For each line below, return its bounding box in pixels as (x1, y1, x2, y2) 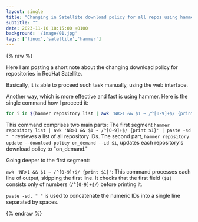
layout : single (6, 8, 44, 15)
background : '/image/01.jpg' (6, 31, 78, 37)
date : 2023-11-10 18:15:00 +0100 (6, 25, 88, 31)
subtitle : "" (6, 19, 38, 25)
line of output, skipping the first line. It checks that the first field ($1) (6, 174, 173, 181)
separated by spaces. (6, 198, 59, 205)
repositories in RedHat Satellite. (6, 70, 82, 77)
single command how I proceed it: (6, 99, 89, 106)
